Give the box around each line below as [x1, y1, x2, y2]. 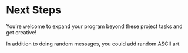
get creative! [6, 29, 37, 36]
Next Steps [6, 3, 62, 17]
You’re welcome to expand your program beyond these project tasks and [6, 23, 183, 30]
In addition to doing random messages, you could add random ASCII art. [6, 40, 181, 47]
